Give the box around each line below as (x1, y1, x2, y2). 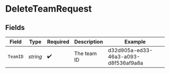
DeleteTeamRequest (5, 3, 92, 15)
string (28, 53, 42, 60)
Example (124, 39, 146, 45)
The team (74, 50, 97, 57)
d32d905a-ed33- (108, 47, 153, 54)
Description (74, 39, 103, 45)
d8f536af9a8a (108, 59, 143, 66)
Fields (5, 23, 25, 32)
